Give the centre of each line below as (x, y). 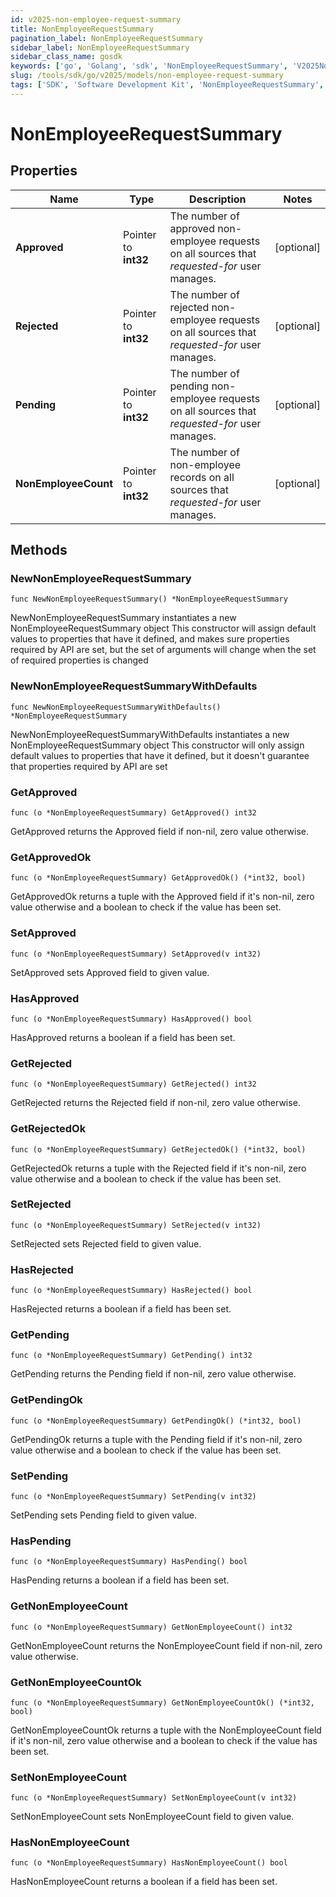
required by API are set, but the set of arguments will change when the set (163, 650)
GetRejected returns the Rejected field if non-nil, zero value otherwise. (155, 1103)
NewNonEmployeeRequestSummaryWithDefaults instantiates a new (150, 734)
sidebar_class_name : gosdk (66, 57)
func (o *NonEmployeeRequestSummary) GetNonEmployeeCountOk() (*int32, (162, 1702)
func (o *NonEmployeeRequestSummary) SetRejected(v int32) (136, 1225)
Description (218, 199)
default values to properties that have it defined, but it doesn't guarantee (160, 755)
